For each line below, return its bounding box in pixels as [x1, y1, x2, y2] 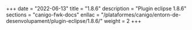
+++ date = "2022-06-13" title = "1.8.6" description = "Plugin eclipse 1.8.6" [6, 5, 187, 12]
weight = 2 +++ [104, 18, 142, 24]
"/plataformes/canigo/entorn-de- [101, 11, 181, 18]
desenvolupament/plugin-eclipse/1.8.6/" [6, 18, 103, 24]
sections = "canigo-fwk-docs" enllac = [6, 11, 100, 18]
